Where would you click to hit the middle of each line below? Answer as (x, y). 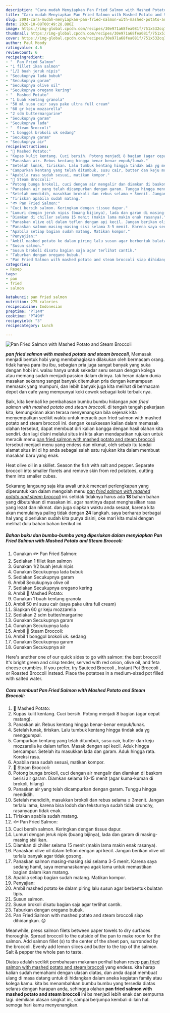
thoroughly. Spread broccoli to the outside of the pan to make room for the (83, 936)
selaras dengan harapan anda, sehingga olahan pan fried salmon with (79, 989)
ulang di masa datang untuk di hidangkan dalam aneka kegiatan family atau (84, 978)
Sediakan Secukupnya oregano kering (52, 588)
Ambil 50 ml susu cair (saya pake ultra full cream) (65, 604)
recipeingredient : (25, 57)
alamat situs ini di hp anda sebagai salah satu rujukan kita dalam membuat (83, 450)
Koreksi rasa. (27, 757)
